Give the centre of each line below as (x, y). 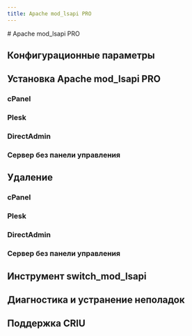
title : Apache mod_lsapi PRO (49, 14)
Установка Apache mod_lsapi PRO (84, 79)
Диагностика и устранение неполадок (96, 299)
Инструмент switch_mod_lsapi (77, 276)
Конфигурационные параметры (81, 55)
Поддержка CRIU (46, 324)
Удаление (30, 177)
